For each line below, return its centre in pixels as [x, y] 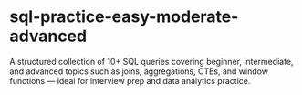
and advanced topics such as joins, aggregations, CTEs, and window [139, 71]
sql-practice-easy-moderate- [124, 17]
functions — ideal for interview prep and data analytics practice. [130, 80]
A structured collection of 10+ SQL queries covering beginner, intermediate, [151, 61]
